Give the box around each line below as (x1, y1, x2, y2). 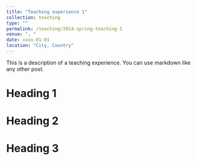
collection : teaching (6, 14, 61, 21)
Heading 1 (6, 87, 57, 100)
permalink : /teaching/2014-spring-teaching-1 (6, 25, 122, 32)
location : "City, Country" (6, 43, 74, 49)
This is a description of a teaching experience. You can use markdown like (6, 58, 191, 66)
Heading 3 (6, 142, 59, 156)
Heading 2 (6, 114, 59, 128)
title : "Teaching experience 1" (6, 8, 87, 15)
